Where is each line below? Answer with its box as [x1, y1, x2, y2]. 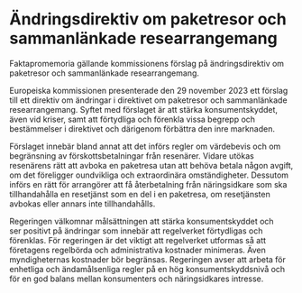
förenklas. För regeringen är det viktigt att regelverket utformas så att [9, 234, 267, 245]
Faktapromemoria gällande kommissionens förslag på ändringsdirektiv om [9, 58, 285, 69]
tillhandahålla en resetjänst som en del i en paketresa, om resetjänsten [9, 188, 270, 199]
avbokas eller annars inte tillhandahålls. [9, 198, 156, 209]
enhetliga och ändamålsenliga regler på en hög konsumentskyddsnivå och [9, 263, 286, 274]
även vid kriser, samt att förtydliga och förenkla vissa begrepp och [9, 114, 255, 124]
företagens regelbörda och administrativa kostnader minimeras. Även [9, 244, 266, 255]
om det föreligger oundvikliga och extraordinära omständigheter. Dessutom [9, 169, 289, 180]
